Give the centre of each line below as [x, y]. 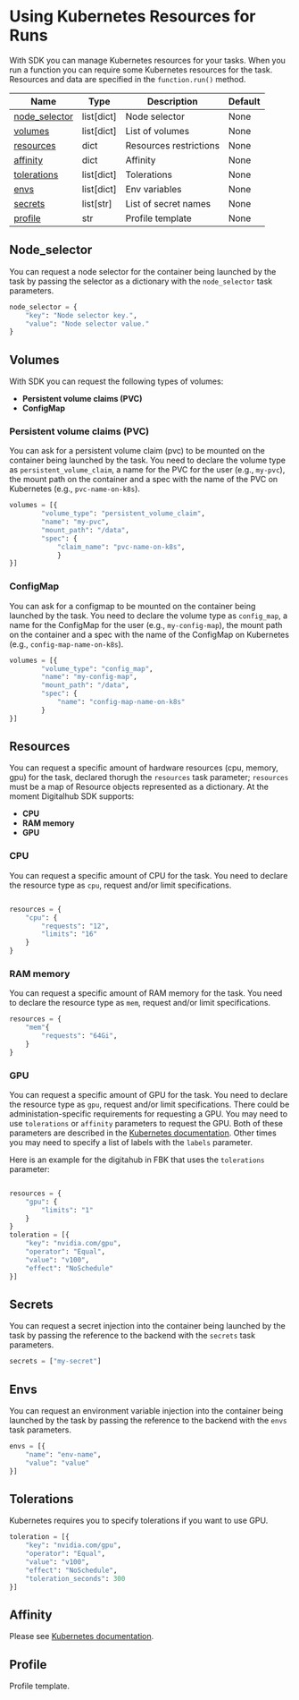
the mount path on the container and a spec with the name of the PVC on [144, 480]
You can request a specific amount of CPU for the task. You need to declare [149, 875]
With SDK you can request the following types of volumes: [116, 381]
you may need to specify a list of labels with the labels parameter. [131, 1142]
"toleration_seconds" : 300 [75, 1578]
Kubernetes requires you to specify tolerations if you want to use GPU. [139, 1521]
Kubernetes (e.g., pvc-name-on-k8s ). [75, 489]
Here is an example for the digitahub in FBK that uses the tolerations [137, 1160]
